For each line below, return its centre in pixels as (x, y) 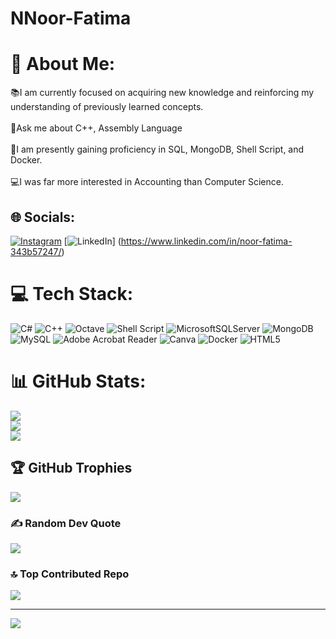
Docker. (26, 160)
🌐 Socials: (43, 217)
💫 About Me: (63, 64)
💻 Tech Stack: (72, 294)
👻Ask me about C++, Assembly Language (96, 128)
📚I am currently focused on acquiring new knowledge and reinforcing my (162, 93)
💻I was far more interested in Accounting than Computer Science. (147, 182)
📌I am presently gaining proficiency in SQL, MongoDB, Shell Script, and (157, 149)
